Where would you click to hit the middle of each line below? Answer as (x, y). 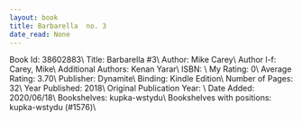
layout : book (34, 17)
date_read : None (40, 34)
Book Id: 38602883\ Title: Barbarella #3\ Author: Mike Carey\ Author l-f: (143, 60)
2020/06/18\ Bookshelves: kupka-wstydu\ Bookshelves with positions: (141, 98)
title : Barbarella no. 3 (58, 26)
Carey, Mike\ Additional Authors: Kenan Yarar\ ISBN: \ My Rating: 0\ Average (151, 69)
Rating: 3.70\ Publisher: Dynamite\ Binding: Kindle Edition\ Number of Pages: (151, 79)
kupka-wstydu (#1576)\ (53, 108)
